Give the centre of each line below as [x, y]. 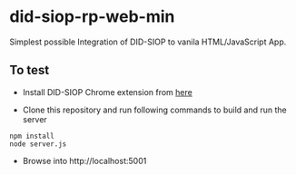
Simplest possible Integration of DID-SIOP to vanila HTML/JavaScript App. [148, 42]
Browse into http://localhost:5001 [84, 160]
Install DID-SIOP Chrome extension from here [107, 92]
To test [30, 70]
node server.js [38, 144]
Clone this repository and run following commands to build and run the [155, 110]
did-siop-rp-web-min [92, 17]
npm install [32, 136]
